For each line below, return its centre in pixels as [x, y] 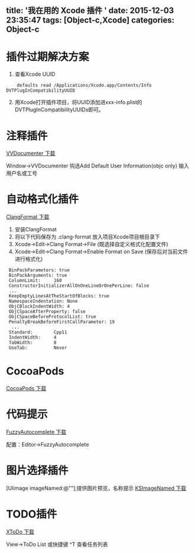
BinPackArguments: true [38, 276]
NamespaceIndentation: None [43, 301]
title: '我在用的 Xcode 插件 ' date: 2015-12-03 [90, 11]
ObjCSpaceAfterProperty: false [47, 312]
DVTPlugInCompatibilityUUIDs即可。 [59, 110]
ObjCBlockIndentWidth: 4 [39, 306]
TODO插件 [32, 514]
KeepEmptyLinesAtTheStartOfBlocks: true [59, 296]
